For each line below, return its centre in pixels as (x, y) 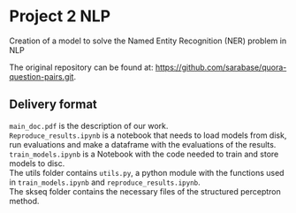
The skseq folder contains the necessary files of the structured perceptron (145, 191)
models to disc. (37, 163)
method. (24, 201)
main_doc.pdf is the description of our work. (89, 126)
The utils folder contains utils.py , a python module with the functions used (147, 172)
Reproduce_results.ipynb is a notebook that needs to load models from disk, (148, 135)
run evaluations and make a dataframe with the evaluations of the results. (143, 144)
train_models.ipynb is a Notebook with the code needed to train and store (144, 154)
